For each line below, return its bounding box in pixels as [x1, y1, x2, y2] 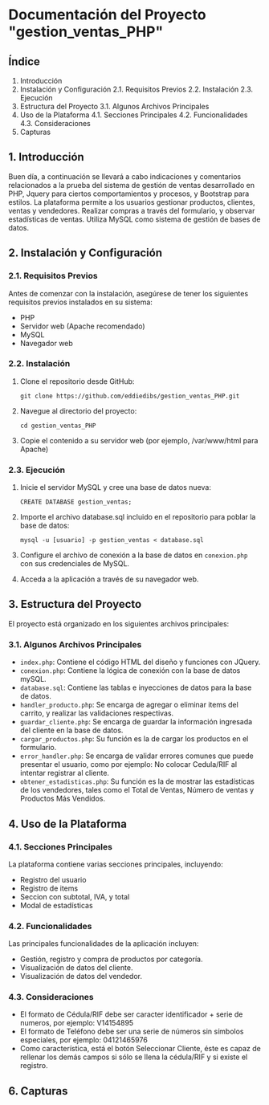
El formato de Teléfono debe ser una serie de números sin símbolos [19, 1026, 244, 1037]
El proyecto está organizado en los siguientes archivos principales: [8, 618, 230, 628]
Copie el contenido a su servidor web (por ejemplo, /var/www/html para [19, 435, 259, 445]
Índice [8, 55, 40, 68]
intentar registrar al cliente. [19, 769, 110, 778]
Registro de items [19, 883, 79, 893]
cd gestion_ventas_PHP [19, 422, 96, 430]
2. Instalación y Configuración [8, 247, 163, 260]
